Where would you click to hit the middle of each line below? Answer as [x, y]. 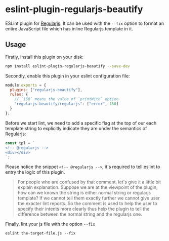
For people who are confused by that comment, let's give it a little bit [89, 182]
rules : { [19, 95]
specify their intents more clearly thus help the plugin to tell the [83, 209]
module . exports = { [26, 85]
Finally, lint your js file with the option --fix [50, 224]
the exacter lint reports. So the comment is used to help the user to [88, 204]
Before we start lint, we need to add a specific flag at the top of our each [81, 123]
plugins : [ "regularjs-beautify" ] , [46, 90]
